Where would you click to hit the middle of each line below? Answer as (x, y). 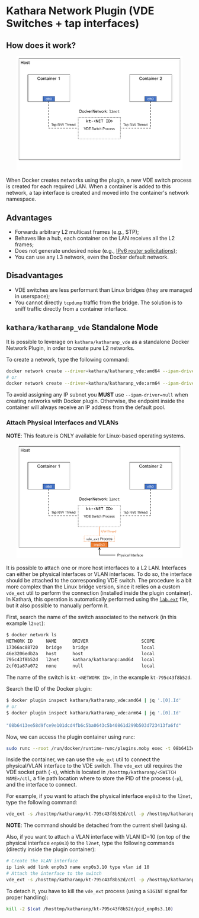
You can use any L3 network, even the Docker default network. (92, 257)
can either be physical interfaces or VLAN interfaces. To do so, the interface (99, 574)
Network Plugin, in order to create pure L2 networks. (70, 348)
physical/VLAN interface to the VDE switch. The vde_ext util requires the (94, 766)
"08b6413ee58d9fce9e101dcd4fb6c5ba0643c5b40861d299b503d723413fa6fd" (94, 725)
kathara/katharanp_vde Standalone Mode (82, 328)
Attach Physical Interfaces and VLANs (62, 423)
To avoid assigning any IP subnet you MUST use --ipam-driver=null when (97, 395)
